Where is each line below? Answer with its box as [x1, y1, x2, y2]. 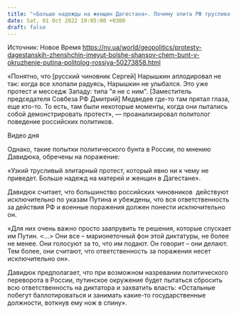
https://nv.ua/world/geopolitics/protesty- [82, 43, 202, 52]
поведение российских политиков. [7, 117, 114, 126]
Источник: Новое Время [7, 43, 81, 52]
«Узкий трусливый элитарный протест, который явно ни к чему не [7, 167, 209, 175]
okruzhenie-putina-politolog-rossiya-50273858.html [7, 58, 161, 67]
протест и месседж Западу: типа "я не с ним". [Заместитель [7, 87, 192, 96]
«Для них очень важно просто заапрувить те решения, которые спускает [7, 224, 232, 233]
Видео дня [7, 131, 39, 140]
